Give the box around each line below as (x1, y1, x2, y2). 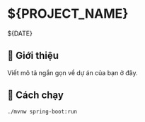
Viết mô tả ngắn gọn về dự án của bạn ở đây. (7, 68, 138, 77)
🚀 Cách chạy (7, 89, 64, 101)
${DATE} (7, 29, 33, 38)
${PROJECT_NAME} (7, 6, 129, 22)
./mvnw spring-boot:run (7, 108, 78, 115)
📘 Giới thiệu (7, 50, 59, 62)
